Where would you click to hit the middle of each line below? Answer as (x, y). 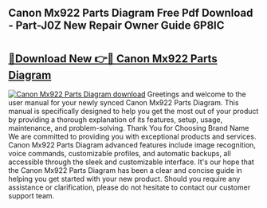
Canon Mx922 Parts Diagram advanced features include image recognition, (132, 145)
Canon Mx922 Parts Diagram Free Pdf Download (131, 13)
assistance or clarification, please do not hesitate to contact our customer (130, 187)
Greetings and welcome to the (196, 94)
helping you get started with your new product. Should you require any (124, 179)
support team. (31, 196)
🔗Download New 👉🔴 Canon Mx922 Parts (113, 59)
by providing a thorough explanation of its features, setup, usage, (116, 120)
